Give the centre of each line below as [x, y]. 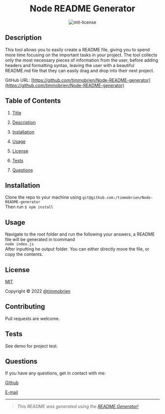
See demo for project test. [31, 346]
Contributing [25, 307]
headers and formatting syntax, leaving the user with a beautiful [70, 65]
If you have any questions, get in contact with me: [55, 373]
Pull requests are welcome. [32, 318]
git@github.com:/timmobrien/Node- [118, 198]
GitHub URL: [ [19, 80]
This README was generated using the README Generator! [78, 407]
